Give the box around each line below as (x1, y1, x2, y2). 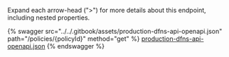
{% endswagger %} (46, 42, 105, 50)
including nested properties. (7, 13, 90, 22)
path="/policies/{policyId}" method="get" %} (7, 34, 140, 43)
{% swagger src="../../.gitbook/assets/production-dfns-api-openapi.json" (7, 27, 223, 35)
